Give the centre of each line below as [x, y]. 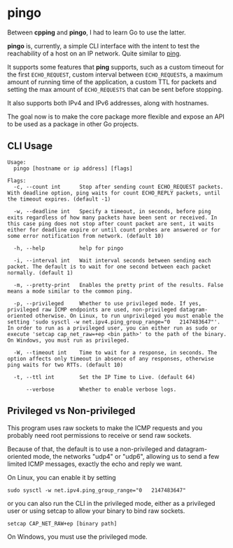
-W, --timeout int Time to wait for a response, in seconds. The [115, 352]
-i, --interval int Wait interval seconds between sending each [112, 260]
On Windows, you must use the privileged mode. [78, 536]
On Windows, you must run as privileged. [69, 340]
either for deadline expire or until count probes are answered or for [114, 229]
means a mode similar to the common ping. [70, 291]
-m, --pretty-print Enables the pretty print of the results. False [119, 285]
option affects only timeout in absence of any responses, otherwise [111, 359]
